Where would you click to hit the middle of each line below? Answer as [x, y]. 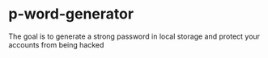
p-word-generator [71, 14]
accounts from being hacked [56, 44]
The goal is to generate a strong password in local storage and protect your [134, 36]
